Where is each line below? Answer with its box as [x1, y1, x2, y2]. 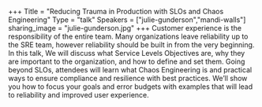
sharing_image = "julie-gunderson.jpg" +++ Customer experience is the [8, 24, 242, 32]
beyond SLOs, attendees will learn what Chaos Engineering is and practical [8, 65, 253, 74]
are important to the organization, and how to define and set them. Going [8, 57, 245, 66]
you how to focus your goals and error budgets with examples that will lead [8, 82, 253, 91]
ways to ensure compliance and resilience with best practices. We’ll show [8, 74, 248, 83]
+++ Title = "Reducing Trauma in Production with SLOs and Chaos [8, 7, 224, 16]
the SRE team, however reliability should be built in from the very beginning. [8, 40, 255, 50]
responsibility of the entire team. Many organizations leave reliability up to [8, 31, 249, 41]
